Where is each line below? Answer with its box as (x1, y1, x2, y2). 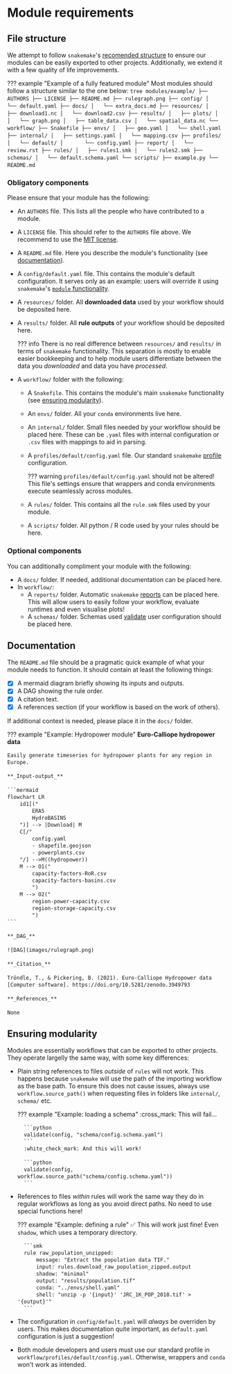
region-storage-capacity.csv (32, 905, 116, 912)
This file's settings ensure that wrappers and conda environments (27, 480, 215, 488)
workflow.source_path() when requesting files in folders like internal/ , (17, 1090, 220, 1098)
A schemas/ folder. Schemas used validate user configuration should (27, 612, 222, 620)
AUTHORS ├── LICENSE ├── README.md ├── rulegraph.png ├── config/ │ (7, 95, 209, 102)
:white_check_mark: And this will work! (24, 1145, 142, 1152)
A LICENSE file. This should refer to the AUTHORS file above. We (17, 228, 192, 236)
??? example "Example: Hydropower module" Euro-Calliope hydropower (7, 730, 215, 738)
